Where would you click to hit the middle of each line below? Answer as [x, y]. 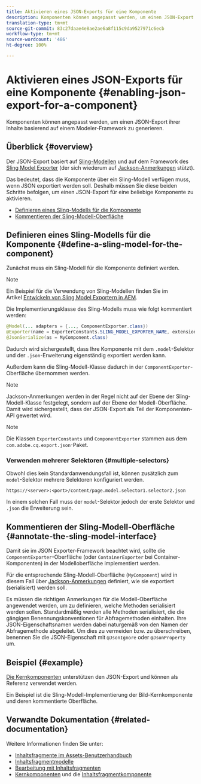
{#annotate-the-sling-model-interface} [82, 536]
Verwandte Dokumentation [58, 720]
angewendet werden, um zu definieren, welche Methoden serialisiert [91, 606]
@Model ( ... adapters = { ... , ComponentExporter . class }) [77, 326]
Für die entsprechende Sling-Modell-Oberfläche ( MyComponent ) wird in [92, 575]
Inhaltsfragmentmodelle [44, 761]
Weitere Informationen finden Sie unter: [55, 743]
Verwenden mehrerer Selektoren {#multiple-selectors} [88, 460]
